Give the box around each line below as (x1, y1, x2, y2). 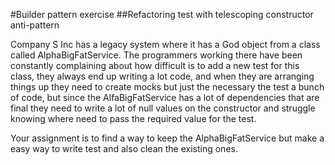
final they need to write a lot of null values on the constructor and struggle (10, 102, 316, 114)
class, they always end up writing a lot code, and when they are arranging (10, 70, 315, 82)
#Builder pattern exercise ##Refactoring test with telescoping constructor (10, 9, 314, 20)
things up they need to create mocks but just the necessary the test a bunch (10, 81, 325, 93)
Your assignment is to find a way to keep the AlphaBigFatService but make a (10, 132, 325, 144)
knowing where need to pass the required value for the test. (10, 113, 257, 124)
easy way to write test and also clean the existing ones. (10, 143, 238, 154)
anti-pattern (10, 19, 60, 31)
